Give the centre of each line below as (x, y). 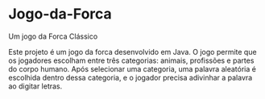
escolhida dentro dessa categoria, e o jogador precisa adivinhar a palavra (130, 77)
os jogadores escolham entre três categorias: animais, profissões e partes (131, 60)
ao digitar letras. (35, 86)
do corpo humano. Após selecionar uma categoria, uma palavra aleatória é (132, 68)
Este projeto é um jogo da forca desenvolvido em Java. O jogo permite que (132, 52)
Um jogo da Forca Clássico (53, 36)
